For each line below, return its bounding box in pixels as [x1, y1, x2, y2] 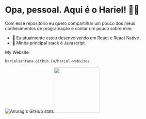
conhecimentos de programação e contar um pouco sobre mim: [5, 25, 133, 31]
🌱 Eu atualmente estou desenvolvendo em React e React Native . [12, 35, 142, 41]
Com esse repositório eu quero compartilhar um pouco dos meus [5, 20, 136, 26]
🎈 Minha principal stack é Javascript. [12, 40, 86, 45]
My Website [5, 49, 29, 55]
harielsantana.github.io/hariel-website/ [5, 59, 90, 63]
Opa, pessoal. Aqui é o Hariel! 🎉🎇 [5, 4, 140, 15]
